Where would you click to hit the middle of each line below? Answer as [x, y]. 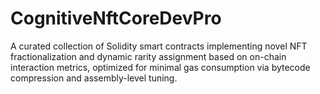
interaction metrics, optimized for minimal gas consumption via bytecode [160, 67]
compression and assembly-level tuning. [94, 78]
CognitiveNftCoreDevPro [116, 18]
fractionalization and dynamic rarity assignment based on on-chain [148, 56]
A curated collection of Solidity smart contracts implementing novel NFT [159, 46]
